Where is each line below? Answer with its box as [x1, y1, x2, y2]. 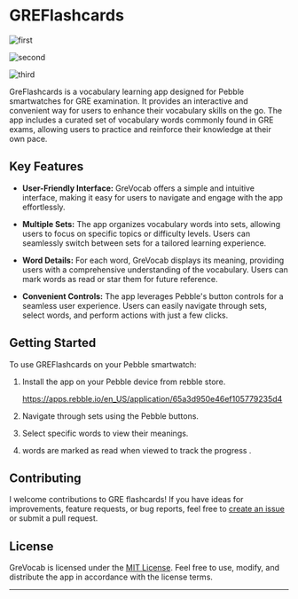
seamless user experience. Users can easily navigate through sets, [21, 300, 268, 311]
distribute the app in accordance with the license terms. [9, 571, 213, 582]
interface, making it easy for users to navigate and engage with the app [21, 192, 284, 202]
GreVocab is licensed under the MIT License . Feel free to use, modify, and [9, 563, 280, 573]
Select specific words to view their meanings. [21, 428, 189, 438]
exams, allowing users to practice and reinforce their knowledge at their [9, 123, 272, 134]
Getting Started [9, 335, 97, 351]
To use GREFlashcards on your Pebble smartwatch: [9, 359, 197, 369]
